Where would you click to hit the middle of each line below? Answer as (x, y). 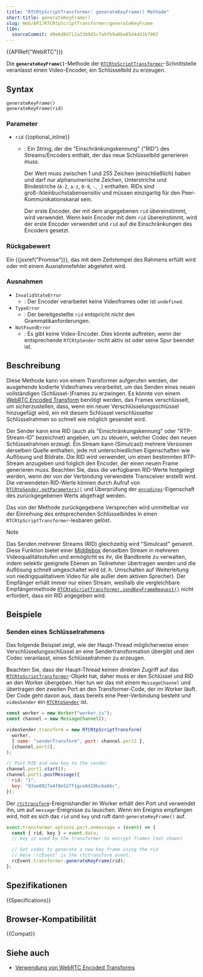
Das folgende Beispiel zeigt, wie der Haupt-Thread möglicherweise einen (98, 645)
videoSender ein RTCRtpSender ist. (47, 702)
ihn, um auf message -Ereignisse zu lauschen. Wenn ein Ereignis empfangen (99, 810)
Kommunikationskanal (52, 199)
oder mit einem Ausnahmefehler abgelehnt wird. (67, 266)
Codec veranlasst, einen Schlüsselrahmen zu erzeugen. (76, 658)
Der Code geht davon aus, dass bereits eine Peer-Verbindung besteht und (99, 696)
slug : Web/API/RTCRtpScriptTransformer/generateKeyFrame (80, 23)
